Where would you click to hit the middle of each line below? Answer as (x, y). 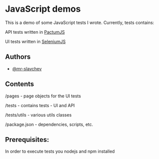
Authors (18, 57)
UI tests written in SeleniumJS (36, 41)
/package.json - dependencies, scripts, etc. (49, 124)
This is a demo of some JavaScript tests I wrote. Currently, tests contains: (80, 23)
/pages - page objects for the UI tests (43, 96)
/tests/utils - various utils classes (39, 115)
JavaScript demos (43, 9)
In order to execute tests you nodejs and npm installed (60, 151)
